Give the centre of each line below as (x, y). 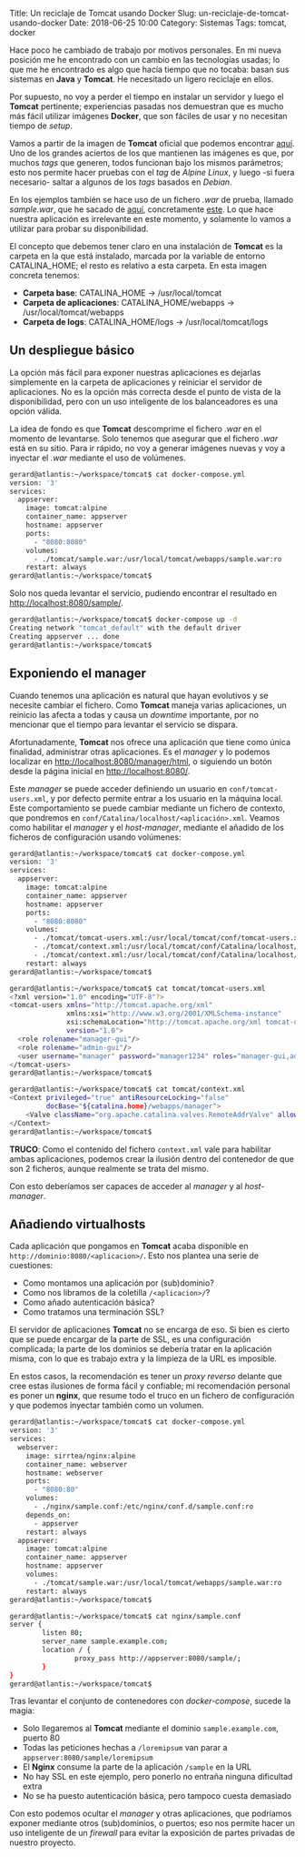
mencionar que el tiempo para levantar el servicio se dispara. (124, 724)
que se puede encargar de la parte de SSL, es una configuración (130, 1339)
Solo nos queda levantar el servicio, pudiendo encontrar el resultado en (143, 593)
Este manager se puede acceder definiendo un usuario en (118, 788)
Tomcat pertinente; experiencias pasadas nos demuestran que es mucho (147, 106)
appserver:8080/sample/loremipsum (88, 1758)
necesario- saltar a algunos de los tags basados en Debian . (121, 182)
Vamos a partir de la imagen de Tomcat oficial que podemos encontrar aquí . (152, 143)
